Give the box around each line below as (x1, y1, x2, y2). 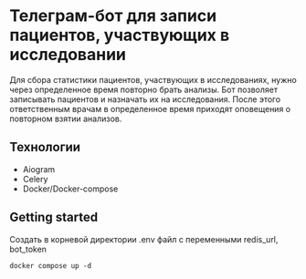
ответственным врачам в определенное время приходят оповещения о (9, 103, 290, 114)
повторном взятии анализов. (9, 113, 122, 124)
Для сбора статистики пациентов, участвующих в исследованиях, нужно (9, 74, 297, 85)
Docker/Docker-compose (22, 183, 119, 194)
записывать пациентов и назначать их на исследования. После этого (9, 93, 281, 105)
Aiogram (22, 163, 56, 174)
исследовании (9, 45, 126, 65)
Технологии (9, 139, 80, 155)
